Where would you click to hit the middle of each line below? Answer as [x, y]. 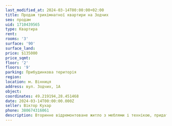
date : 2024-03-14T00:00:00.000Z [40, 101]
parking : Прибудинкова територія [41, 73]
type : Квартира [21, 29]
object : [14, 91]
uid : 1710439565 [23, 24]
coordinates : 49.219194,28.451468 [42, 96]
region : [14, 77]
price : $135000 [21, 53]
